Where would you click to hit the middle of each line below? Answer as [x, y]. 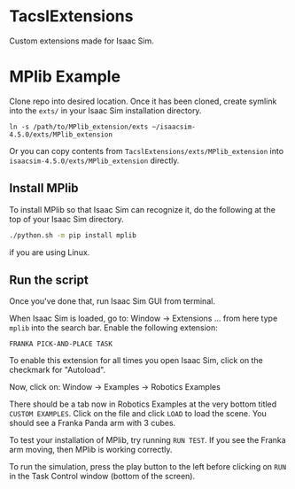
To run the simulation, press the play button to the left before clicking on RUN [147, 467]
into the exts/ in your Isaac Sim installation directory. [105, 110]
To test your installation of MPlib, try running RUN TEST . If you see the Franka [147, 440]
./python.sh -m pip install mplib [73, 235]
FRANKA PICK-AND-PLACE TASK [61, 344]
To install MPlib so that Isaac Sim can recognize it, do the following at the [143, 209]
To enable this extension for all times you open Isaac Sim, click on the [136, 361]
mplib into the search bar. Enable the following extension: [114, 328]
